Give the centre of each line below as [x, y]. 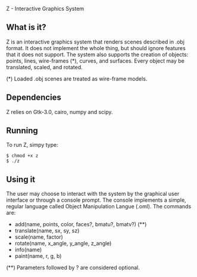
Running [22, 131]
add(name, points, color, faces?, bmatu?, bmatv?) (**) [81, 224]
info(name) [28, 250]
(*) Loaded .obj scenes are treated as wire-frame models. [77, 79]
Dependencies [34, 98]
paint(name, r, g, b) [38, 256]
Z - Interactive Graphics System [45, 9]
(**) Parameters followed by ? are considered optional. [73, 267]
